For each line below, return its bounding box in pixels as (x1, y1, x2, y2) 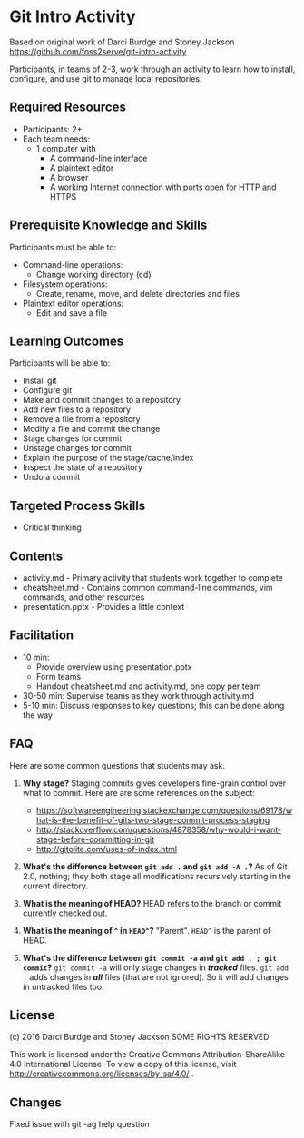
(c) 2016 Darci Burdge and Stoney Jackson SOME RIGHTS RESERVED (9, 1032, 270, 1043)
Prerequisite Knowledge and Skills (9, 218, 208, 233)
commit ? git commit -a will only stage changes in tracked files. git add (22, 962, 289, 973)
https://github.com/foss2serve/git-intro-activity (9, 45, 187, 56)
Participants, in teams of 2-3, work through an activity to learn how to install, (9, 64, 296, 74)
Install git (22, 375, 57, 387)
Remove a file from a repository (22, 414, 141, 425)
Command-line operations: (22, 259, 123, 270)
